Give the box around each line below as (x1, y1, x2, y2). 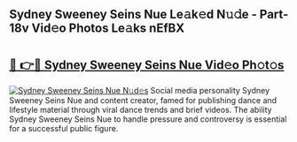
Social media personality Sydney (150, 86, 270, 95)
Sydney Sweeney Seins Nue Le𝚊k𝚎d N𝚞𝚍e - (9, 7, 257, 22)
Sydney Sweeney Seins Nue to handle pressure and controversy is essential (9, 114, 287, 124)
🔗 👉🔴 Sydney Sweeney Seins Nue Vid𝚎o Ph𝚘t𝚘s (9, 57, 285, 72)
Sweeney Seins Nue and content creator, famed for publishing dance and (9, 95, 277, 105)
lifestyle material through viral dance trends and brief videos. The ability (9, 105, 272, 115)
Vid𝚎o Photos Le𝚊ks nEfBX (31, 21, 184, 36)
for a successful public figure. (9, 123, 119, 133)
